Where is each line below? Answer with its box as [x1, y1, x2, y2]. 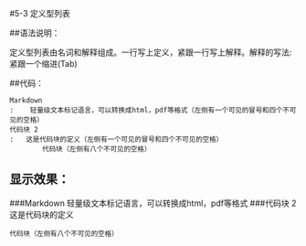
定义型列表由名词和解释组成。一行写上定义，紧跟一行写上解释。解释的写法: [9, 47, 292, 58]
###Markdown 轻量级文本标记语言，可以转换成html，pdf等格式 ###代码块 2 [9, 198, 297, 209]
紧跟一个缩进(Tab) [9, 59, 78, 69]
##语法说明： [9, 27, 60, 38]
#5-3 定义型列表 [9, 8, 71, 18]
